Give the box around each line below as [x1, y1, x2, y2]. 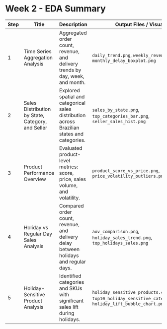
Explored [59, 87, 81, 94]
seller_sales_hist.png [92, 119, 146, 124]
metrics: [59, 163, 79, 170]
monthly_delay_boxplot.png [92, 58, 156, 64]
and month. [59, 79, 86, 86]
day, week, [59, 72, 84, 79]
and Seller [23, 124, 48, 131]
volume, [59, 182, 78, 189]
